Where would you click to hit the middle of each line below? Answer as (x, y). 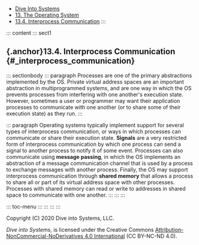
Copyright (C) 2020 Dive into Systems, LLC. (60, 218)
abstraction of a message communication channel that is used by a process (99, 163)
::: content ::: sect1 (29, 33)
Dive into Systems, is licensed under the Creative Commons (80, 229)
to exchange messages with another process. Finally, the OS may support (97, 169)
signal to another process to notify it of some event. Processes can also (95, 150)
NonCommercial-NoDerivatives (45, 236)
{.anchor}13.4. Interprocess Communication (91, 52)
